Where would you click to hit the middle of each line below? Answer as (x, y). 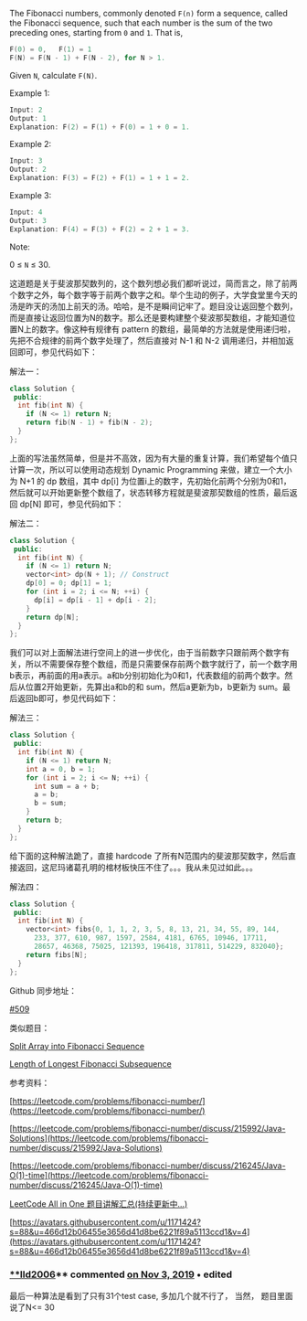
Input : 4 (26, 212)
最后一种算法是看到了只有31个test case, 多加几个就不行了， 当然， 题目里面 (152, 1295)
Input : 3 (26, 161)
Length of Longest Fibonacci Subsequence (90, 1063)
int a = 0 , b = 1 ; (61, 769)
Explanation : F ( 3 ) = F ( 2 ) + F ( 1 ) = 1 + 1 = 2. (100, 178)
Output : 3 (28, 220)
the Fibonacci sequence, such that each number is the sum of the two (141, 23)
